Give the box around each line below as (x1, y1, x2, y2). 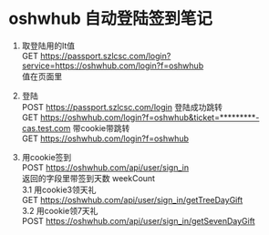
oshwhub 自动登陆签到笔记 (8, 8, 213, 29)
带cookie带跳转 (72, 122, 130, 133)
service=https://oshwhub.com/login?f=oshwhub (21, 60, 204, 71)
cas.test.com (21, 122, 71, 133)
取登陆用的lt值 (21, 40, 75, 51)
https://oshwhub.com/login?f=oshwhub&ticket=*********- (39, 111, 260, 123)
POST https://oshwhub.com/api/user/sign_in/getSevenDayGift (21, 215, 255, 226)
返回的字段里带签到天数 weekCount (21, 172, 156, 183)
